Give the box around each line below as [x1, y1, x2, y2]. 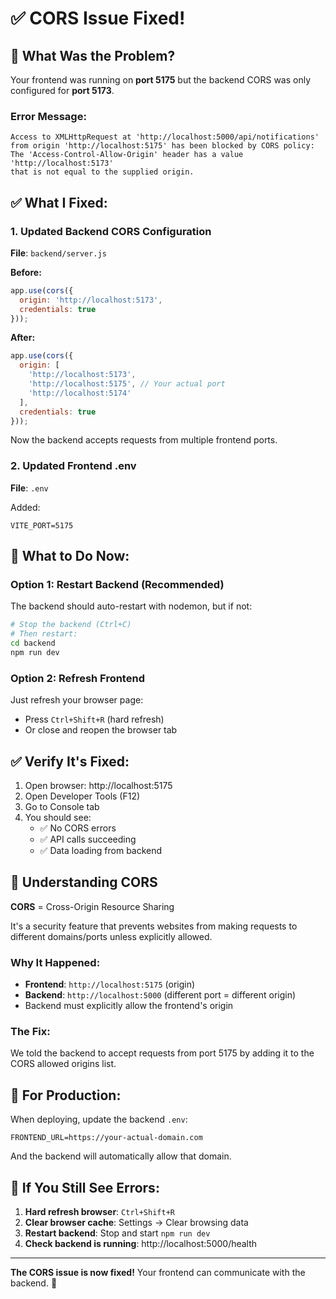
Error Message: [10, 109, 87, 123]
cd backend [10, 638, 56, 649]
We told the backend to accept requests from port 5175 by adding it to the [10, 1047, 315, 1059]
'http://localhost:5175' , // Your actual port [28, 379, 226, 389]
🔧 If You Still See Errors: [10, 1179, 160, 1196]
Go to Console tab [24, 801, 100, 813]
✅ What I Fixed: [10, 194, 108, 211]
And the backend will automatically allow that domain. [10, 1150, 232, 1162]
